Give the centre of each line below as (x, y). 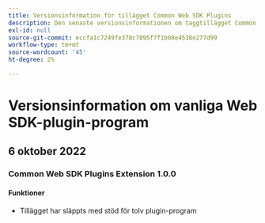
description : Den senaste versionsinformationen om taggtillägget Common (132, 23)
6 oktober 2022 (47, 151)
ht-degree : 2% (32, 60)
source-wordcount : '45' (47, 52)
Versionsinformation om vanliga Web (133, 106)
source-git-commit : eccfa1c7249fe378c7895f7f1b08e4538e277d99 (113, 38)
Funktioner (26, 193)
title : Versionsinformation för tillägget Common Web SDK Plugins (120, 15)
